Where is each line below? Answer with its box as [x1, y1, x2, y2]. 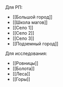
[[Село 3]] [12, 35, 34, 41]
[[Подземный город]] [12, 41, 58, 47]
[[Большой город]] [12, 14, 53, 20]
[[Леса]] [12, 71, 30, 77]
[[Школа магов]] [12, 20, 48, 25]
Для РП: [5, 5, 23, 10]
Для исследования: [5, 50, 47, 56]
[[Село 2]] [12, 30, 34, 36]
